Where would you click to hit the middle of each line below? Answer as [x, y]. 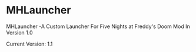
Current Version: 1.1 [29, 44]
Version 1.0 [19, 32]
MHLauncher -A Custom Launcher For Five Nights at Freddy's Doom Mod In [98, 26]
